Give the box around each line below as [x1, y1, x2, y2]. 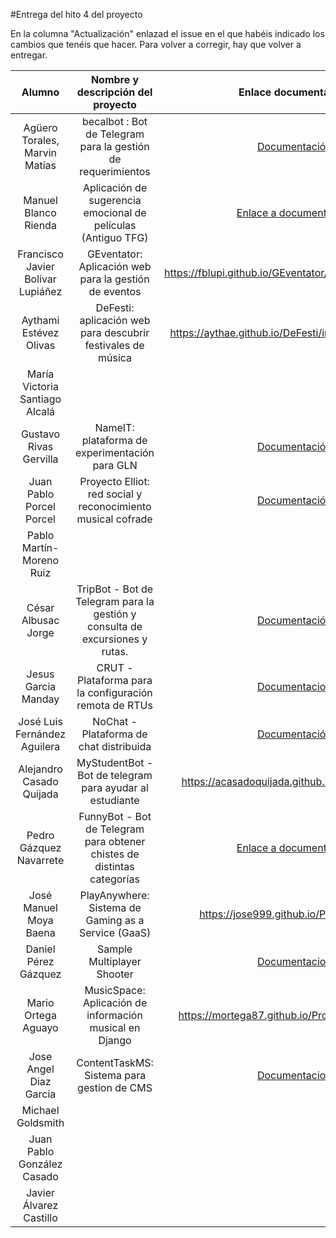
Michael [21, 1104, 60, 1117]
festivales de [84, 339, 145, 352]
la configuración [76, 686, 153, 699]
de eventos [88, 285, 142, 298]
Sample [96, 942, 133, 956]
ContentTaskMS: [76, 1056, 154, 1069]
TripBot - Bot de [76, 582, 154, 596]
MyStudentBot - [76, 756, 154, 769]
